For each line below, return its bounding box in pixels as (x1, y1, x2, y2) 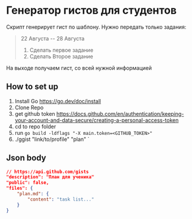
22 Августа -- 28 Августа (20, 35, 85, 42)
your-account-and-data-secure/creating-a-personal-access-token (14, 116, 179, 124)
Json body (6, 153, 46, 163)
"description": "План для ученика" (6, 174, 95, 180)
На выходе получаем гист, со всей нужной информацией (6, 64, 152, 72)
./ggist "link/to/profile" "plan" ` (14, 135, 90, 143)
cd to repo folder (14, 123, 56, 130)
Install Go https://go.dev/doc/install (14, 97, 101, 104)
